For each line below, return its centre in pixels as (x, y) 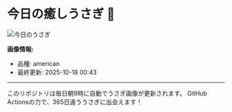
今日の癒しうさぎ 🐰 (61, 14)
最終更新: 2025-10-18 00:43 (57, 72)
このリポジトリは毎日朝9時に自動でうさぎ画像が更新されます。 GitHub (107, 93)
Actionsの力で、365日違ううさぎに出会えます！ (75, 102)
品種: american (38, 63)
